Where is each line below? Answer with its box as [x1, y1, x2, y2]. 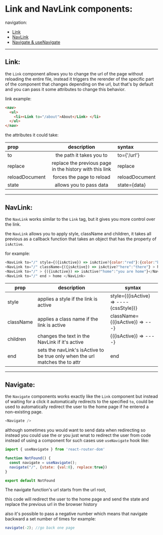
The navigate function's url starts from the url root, [5, 487, 107, 493]
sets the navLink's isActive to [37, 347, 104, 354]
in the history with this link [51, 166, 112, 173]
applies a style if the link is [37, 296, 98, 303]
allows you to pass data [54, 181, 109, 188]
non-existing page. [5, 409, 43, 415]
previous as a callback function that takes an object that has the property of [5, 236, 157, 242]
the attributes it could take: [5, 132, 59, 138]
